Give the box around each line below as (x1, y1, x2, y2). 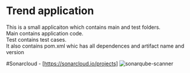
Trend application (6, 4, 94, 18)
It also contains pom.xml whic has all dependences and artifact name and (6, 42, 184, 49)
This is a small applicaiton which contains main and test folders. (6, 24, 161, 31)
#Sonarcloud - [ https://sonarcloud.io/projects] (6, 60, 118, 67)
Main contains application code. (6, 29, 84, 36)
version (6, 48, 25, 55)
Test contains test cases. (6, 36, 66, 43)
